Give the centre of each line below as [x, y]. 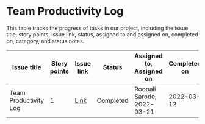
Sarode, [145, 97]
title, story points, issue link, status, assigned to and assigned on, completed [102, 34]
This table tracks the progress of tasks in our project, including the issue [97, 28]
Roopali [145, 89]
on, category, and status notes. [45, 41]
